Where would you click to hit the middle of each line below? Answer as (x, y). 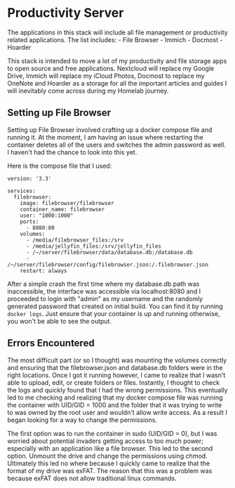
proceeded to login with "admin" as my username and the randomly (105, 298)
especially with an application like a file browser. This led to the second (110, 448)
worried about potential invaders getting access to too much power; (105, 441)
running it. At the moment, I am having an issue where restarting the (105, 137)
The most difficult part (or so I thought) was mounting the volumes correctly (117, 360)
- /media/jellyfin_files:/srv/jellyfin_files (93, 246)
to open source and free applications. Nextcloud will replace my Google (111, 68)
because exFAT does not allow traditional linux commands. (92, 478)
